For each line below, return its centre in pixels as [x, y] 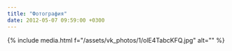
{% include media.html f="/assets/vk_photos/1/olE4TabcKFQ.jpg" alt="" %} [116, 40]
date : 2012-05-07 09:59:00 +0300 [56, 20]
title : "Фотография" [37, 14]
